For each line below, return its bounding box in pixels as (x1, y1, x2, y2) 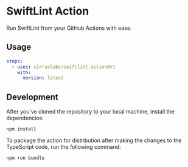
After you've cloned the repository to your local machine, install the (6, 108, 175, 115)
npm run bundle (6, 155, 45, 162)
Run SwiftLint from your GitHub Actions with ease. (6, 24, 132, 32)
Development (6, 92, 59, 102)
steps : (6, 58, 23, 64)
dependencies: (6, 114, 44, 122)
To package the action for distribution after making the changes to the (6, 137, 182, 144)
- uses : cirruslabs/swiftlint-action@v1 (12, 64, 116, 70)
